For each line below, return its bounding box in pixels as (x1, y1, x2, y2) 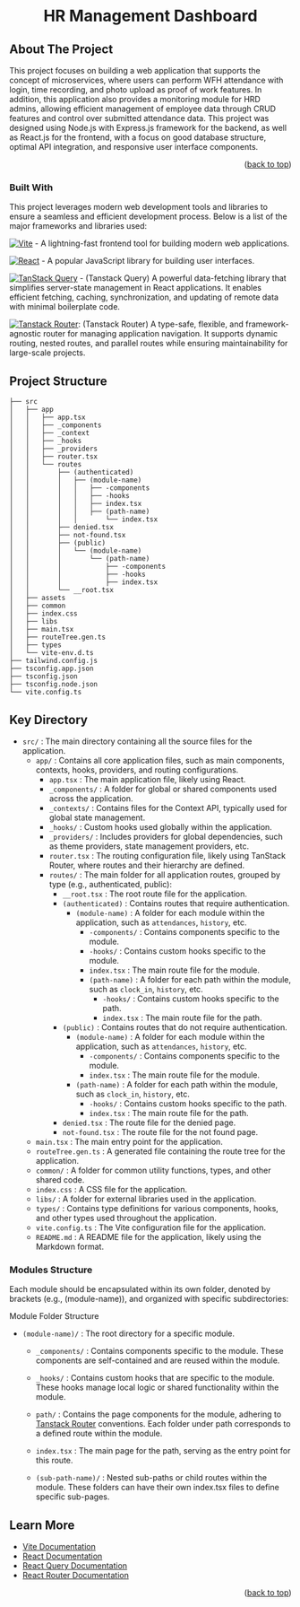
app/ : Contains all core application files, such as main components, (35, 755, 285, 765)
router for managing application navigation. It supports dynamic (43, 328, 279, 339)
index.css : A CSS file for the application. (35, 1183, 188, 1194)
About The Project (9, 41, 114, 57)
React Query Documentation (21, 1560, 128, 1571)
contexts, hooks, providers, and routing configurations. (35, 764, 239, 775)
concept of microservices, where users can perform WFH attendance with (9, 74, 284, 85)
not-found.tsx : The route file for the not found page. (62, 1126, 258, 1137)
